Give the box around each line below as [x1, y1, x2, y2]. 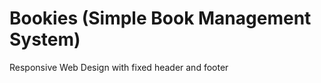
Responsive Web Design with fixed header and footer [9, 61, 229, 73]
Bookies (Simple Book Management [9, 7, 312, 30]
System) [9, 28, 81, 51]
